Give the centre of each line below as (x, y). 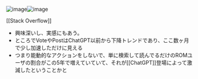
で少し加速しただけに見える (49, 48)
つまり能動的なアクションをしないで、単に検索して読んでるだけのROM (101, 55)
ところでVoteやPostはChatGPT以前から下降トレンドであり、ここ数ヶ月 (102, 40)
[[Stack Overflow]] (29, 20)
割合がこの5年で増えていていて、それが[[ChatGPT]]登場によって (109, 63)
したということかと (43, 70)
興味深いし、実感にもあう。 (48, 33)
